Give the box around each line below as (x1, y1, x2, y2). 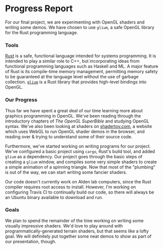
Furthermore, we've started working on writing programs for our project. (5, 143, 151, 149)
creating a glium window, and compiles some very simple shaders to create (5, 159, 157, 165)
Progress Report (5, 3, 73, 14)
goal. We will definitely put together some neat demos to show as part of (5, 233, 152, 239)
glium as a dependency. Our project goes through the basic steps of (5, 153, 143, 159)
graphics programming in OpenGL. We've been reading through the (5, 113, 141, 119)
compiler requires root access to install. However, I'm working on (5, 184, 136, 190)
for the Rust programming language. (5, 29, 78, 35)
